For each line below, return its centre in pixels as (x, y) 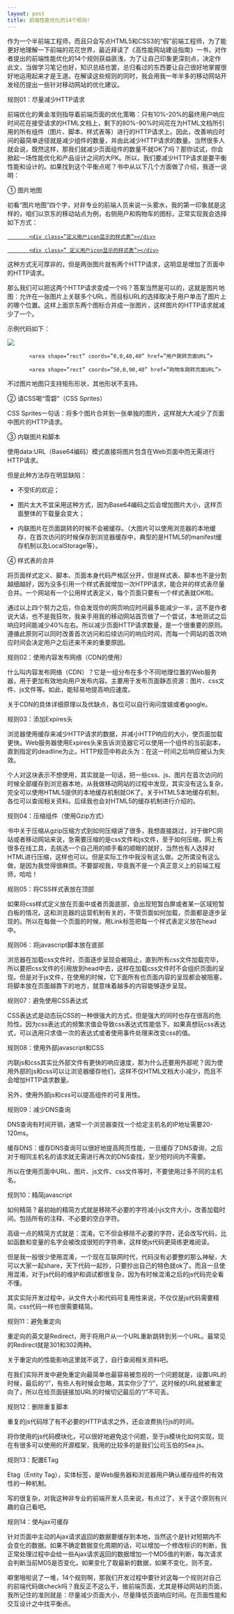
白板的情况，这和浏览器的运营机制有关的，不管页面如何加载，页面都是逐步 (114, 912)
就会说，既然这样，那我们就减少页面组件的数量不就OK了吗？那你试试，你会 (116, 149)
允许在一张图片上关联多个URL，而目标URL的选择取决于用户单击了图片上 (123, 296)
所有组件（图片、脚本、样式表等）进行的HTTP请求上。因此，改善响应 (119, 131)
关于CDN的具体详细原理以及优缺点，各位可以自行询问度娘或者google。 (109, 704)
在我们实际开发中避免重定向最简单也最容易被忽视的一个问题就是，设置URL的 (117, 1374)
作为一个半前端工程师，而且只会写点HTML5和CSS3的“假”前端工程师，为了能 (117, 41)
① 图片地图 (25, 190)
